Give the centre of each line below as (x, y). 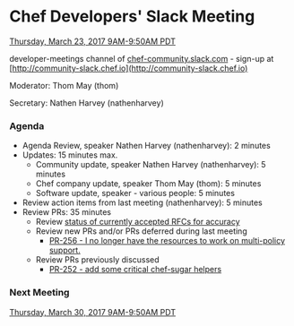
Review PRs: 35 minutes (67, 212)
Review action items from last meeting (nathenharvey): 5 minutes (142, 202)
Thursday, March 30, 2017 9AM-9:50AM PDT (93, 312)
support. (65, 250)
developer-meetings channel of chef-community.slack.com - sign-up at (142, 58)
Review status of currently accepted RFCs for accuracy (138, 222)
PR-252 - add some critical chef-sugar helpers (135, 270)
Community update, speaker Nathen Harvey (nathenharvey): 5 (151, 165)
